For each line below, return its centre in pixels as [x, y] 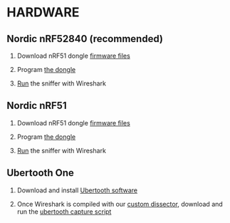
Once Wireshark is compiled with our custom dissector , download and [120, 204]
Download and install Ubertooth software [77, 190]
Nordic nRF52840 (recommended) [85, 39]
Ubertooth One [40, 173]
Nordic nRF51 [37, 106]
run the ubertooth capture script [64, 212]
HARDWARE [43, 12]
